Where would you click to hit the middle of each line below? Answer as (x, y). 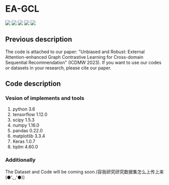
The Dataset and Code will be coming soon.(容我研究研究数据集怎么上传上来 (84, 172)
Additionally (20, 160)
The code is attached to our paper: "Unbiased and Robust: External (75, 52)
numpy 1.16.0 (26, 125)
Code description (33, 84)
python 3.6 (24, 109)
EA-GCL (22, 9)
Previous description (39, 39)
